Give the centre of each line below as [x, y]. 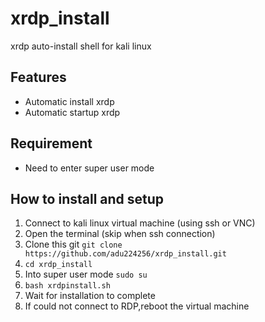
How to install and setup [87, 198]
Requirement [51, 143]
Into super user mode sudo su [86, 274]
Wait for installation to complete [90, 296]
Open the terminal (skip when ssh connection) [120, 234]
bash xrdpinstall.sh [67, 286]
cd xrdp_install [58, 265]
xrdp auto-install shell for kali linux [81, 46]
